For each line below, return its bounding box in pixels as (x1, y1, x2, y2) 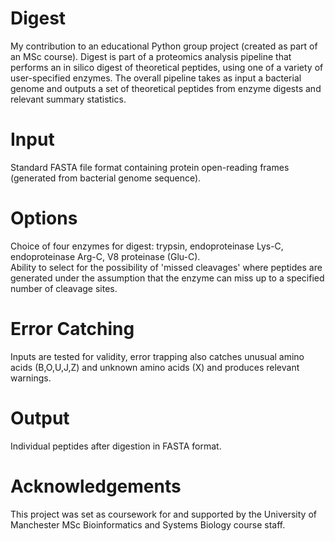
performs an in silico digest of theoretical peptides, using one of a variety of (10, 61, 324, 73)
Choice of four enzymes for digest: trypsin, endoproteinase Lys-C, (10, 240, 284, 252)
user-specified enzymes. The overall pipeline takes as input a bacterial (10, 72, 302, 84)
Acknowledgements (10, 475, 182, 497)
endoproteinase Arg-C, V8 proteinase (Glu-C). (10, 250, 201, 262)
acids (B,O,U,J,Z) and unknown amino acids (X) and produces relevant (10, 361, 300, 373)
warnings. (10, 372, 52, 384)
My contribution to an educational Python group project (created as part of (10, 40, 318, 52)
